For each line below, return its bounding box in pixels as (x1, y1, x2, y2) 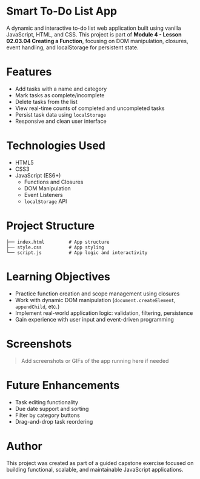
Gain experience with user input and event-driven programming (15, 315, 175, 323)
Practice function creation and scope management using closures (15, 290, 180, 297)
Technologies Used (6, 139, 106, 153)
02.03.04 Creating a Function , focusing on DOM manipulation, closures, (6, 37, 188, 44)
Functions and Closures (24, 178, 84, 185)
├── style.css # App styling (6, 244, 104, 250)
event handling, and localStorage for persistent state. (6, 44, 139, 51)
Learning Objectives (6, 269, 110, 283)
